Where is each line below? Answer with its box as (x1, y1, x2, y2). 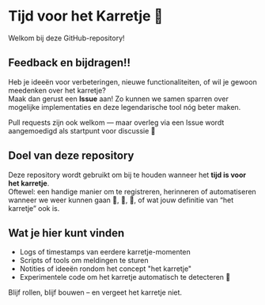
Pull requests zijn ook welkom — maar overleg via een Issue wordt (8, 118, 225, 127)
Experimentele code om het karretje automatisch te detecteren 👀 (19, 273, 231, 282)
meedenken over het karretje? (8, 85, 107, 95)
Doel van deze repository (8, 149, 134, 163)
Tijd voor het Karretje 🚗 (8, 7, 164, 25)
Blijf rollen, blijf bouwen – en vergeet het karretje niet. (8, 288, 183, 297)
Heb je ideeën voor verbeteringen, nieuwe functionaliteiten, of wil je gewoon (8, 77, 257, 86)
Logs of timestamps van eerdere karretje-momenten (19, 247, 191, 257)
